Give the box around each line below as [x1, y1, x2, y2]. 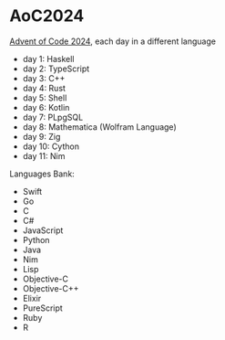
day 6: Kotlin [22, 101, 70, 112]
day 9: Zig [22, 131, 61, 142]
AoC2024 [9, 5, 85, 27]
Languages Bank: [9, 168, 75, 179]
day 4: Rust [22, 82, 66, 93]
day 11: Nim [22, 150, 66, 161]
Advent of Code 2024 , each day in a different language [9, 36, 217, 47]
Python [22, 234, 50, 245]
